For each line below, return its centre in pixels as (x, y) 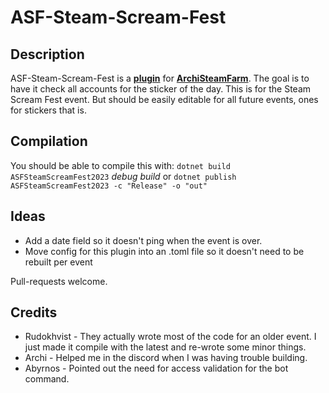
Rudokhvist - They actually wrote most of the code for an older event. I (170, 337)
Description (47, 54)
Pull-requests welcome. (59, 281)
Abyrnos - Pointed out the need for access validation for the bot (156, 368)
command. (47, 379)
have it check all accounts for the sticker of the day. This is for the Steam (161, 89)
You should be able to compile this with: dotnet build (120, 165)
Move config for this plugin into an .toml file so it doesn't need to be (164, 251)
